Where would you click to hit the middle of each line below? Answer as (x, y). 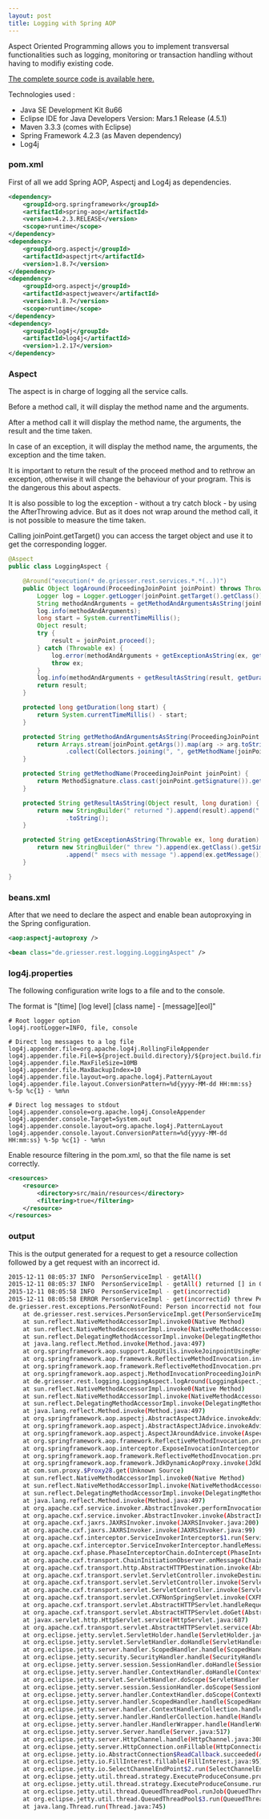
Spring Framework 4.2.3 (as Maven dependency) (101, 135)
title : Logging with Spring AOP (62, 23)
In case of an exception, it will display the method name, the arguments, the (133, 447)
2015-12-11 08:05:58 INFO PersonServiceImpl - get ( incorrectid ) (119, 1292)
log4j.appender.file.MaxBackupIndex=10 (75, 1070)
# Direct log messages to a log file (71, 1042)
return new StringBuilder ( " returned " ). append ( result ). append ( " (149, 810)
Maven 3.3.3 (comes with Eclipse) (76, 127)
